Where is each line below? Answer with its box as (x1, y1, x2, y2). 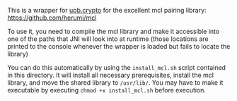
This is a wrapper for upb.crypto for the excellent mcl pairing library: (7, 6, 207, 14)
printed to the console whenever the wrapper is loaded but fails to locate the (7, 42, 231, 50)
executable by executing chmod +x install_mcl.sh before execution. (7, 86, 207, 94)
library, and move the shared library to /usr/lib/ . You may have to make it (7, 78, 224, 87)
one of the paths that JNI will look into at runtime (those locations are (7, 35, 209, 43)
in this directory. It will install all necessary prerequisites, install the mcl (7, 71, 214, 79)
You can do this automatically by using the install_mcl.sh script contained (7, 64, 226, 71)
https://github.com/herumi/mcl (7, 13, 97, 22)
